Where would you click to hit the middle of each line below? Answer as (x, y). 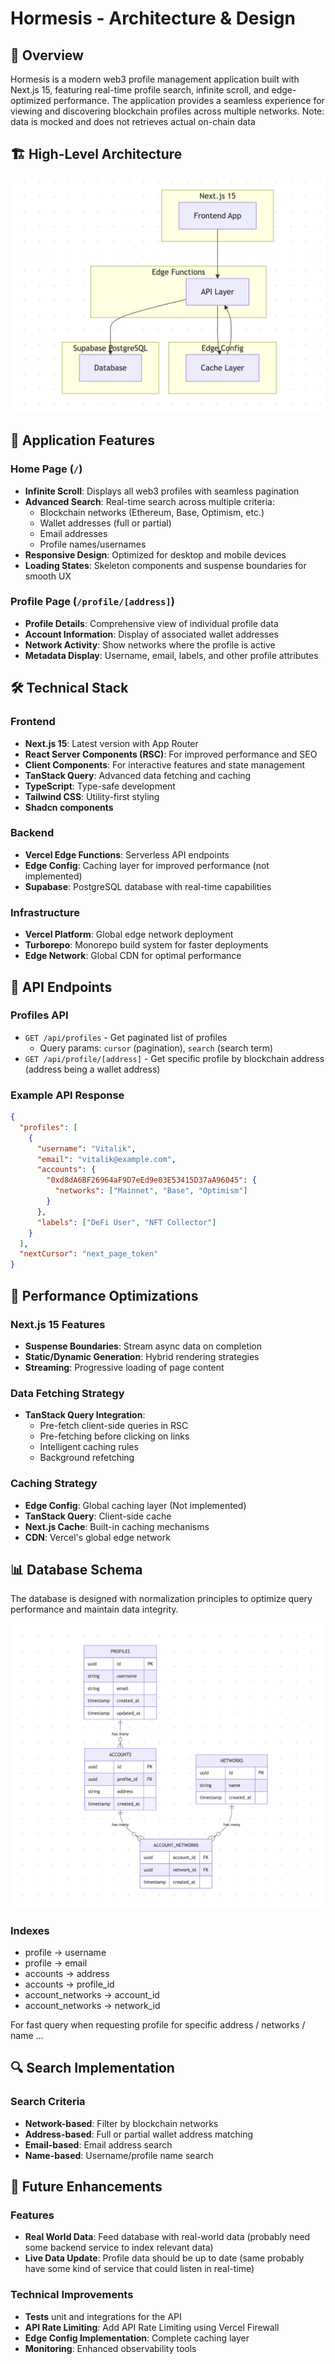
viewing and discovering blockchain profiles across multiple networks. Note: (167, 111)
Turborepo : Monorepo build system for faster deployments (146, 945)
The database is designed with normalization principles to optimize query (161, 1599)
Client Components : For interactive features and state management (165, 764)
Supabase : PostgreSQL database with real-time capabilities (148, 886)
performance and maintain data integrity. (94, 1609)
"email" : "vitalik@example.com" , (106, 1159)
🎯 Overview (47, 55)
